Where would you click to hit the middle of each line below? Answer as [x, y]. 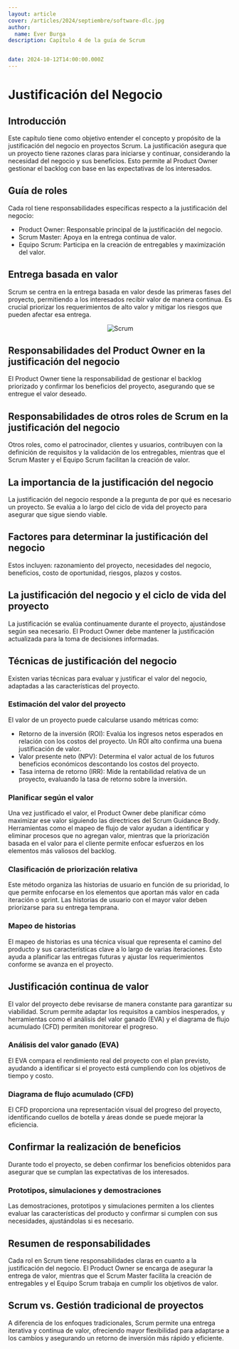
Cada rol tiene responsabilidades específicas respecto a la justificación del [118, 208]
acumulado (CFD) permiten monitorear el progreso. [83, 1026]
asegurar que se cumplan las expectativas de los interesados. [99, 1172]
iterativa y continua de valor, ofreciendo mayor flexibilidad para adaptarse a [119, 1330]
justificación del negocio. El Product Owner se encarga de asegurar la [110, 1268]
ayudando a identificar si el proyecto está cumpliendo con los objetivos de [117, 1068]
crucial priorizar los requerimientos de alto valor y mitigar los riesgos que [115, 306]
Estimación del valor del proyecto [67, 704]
